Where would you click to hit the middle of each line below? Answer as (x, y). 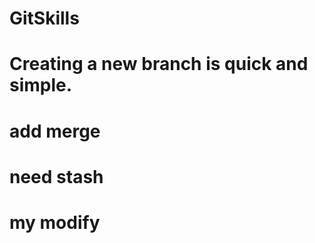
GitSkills (44, 18)
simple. (41, 85)
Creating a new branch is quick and (159, 64)
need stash (56, 176)
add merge (55, 131)
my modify (55, 222)
